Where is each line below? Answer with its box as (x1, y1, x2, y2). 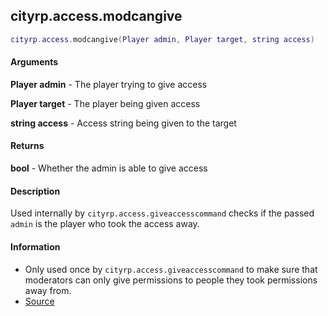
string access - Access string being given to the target (10, 117, 237, 129)
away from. (24, 284, 72, 296)
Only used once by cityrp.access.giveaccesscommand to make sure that (24, 263, 318, 275)
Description (10, 185, 61, 197)
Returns (10, 140, 45, 152)
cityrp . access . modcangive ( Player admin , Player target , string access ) (10, 34, 315, 44)
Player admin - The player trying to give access (10, 78, 208, 90)
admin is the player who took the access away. (10, 218, 200, 230)
